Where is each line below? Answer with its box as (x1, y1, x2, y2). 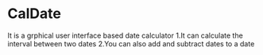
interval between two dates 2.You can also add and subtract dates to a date (7, 38, 255, 48)
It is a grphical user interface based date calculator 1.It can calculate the (7, 31, 243, 40)
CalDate (7, 5, 61, 23)
